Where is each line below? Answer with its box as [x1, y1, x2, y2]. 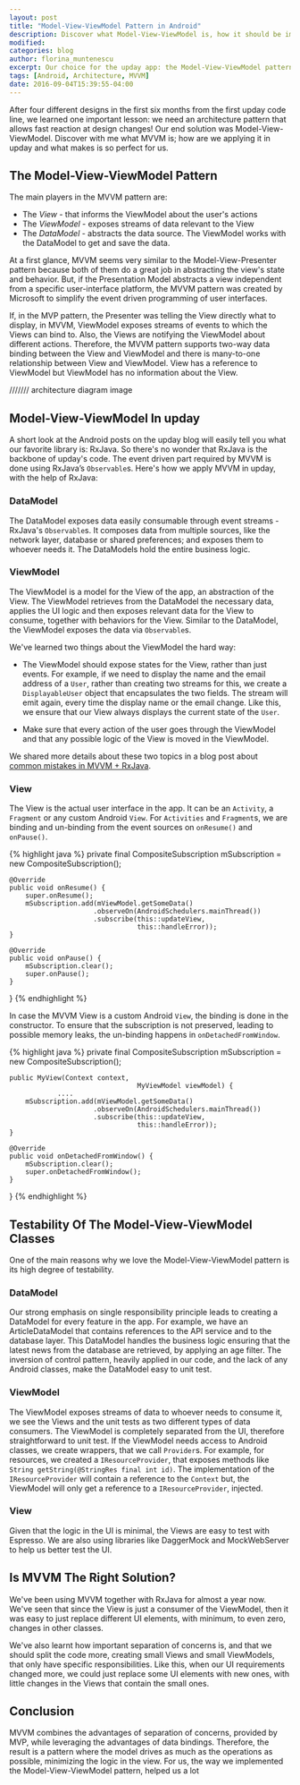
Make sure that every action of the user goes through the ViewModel [21, 724, 277, 735]
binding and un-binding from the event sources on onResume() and [9, 822, 253, 833]
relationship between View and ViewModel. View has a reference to [9, 358, 258, 369]
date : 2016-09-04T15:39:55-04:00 [9, 80, 134, 89]
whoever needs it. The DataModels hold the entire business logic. [9, 543, 251, 555]
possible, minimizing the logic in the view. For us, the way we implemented [9, 1755, 284, 1767]
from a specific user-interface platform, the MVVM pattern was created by [9, 284, 283, 294]
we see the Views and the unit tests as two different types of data [9, 1415, 251, 1427]
